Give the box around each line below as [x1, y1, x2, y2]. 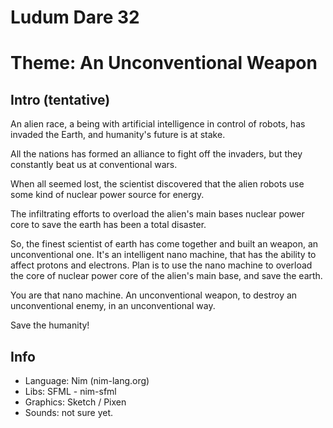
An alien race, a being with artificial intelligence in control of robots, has [10, 118, 306, 130]
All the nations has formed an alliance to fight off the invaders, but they [10, 148, 303, 160]
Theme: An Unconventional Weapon [10, 52, 318, 75]
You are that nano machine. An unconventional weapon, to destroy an [10, 289, 298, 301]
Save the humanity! [10, 319, 90, 331]
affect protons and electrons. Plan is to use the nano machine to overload [10, 259, 313, 271]
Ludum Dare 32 [10, 6, 140, 29]
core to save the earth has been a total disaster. [10, 219, 207, 231]
